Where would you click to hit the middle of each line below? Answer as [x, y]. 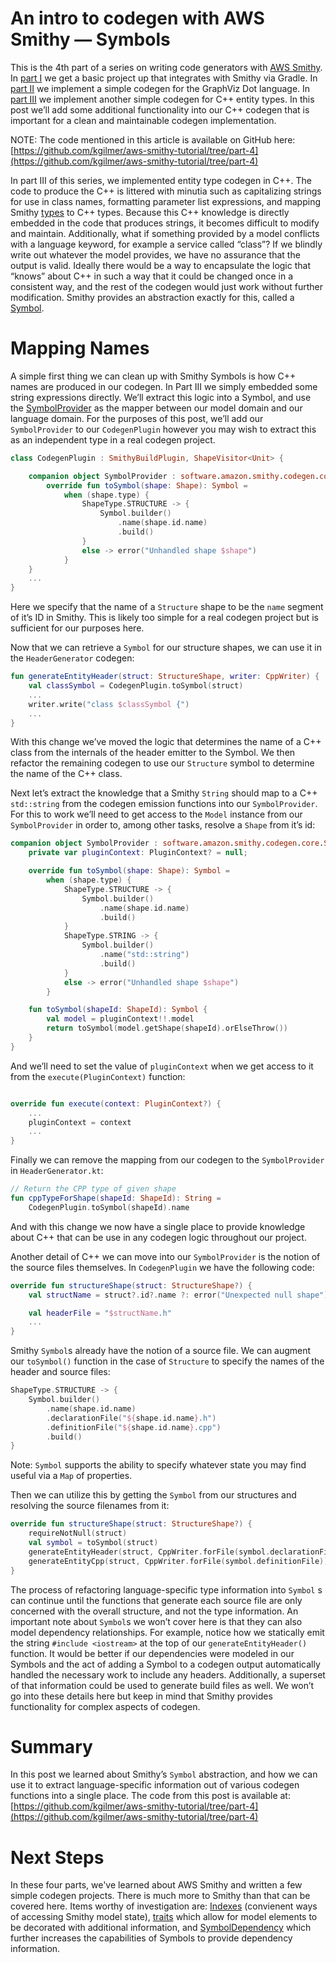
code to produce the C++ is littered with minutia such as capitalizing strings [166, 191]
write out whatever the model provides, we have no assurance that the [155, 254]
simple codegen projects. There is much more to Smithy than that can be [160, 1896]
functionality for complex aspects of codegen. [105, 1706]
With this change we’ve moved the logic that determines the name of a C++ [166, 742]
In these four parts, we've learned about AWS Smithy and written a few [156, 1885]
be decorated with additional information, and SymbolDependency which [161, 1928]
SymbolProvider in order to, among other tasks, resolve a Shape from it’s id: [163, 825]
